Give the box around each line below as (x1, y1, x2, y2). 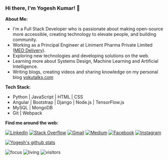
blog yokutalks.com (12, 74, 54, 81)
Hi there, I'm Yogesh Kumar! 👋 (5, 5, 80, 12)
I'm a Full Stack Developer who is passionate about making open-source (12, 26, 163, 32)
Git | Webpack (12, 110, 42, 116)
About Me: (5, 16, 28, 22)
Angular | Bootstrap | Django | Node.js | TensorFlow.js (12, 99, 125, 105)
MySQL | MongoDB (12, 105, 53, 111)
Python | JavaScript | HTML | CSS (12, 94, 83, 100)
